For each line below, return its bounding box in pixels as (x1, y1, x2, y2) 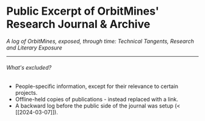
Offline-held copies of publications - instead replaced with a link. (15, 96, 179, 103)
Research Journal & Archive (6, 17, 151, 31)
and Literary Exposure (6, 44, 62, 51)
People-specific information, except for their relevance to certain (15, 82, 179, 90)
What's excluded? (6, 64, 52, 71)
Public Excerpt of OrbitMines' (6, 4, 160, 18)
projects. (15, 89, 38, 97)
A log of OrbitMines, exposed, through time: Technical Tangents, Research (6, 37, 194, 45)
